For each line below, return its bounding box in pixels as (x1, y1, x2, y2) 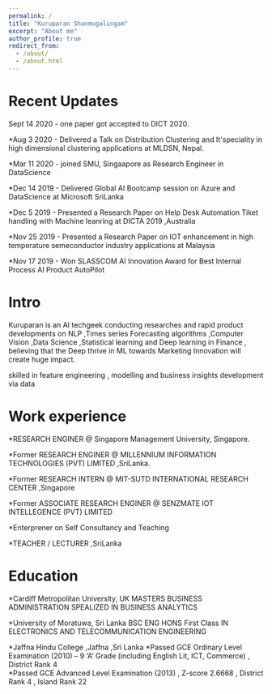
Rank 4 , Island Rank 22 (8, 676, 87, 686)
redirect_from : (8, 42, 60, 50)
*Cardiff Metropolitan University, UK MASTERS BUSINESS (8, 593, 202, 603)
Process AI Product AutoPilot (8, 264, 105, 274)
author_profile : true (8, 34, 82, 43)
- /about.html (15, 58, 63, 66)
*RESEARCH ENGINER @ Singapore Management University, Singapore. (8, 434, 250, 443)
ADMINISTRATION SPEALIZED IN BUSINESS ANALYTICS (8, 602, 198, 612)
